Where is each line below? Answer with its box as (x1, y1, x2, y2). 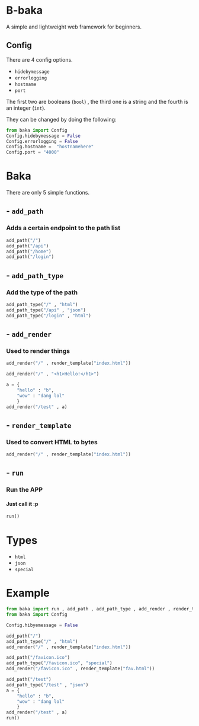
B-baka (6, 4, 43, 17)
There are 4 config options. (6, 56, 73, 63)
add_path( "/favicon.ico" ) (6, 655, 70, 661)
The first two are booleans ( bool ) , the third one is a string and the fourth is (6, 98, 188, 105)
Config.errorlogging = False (6, 138, 78, 144)
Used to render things (6, 346, 70, 355)
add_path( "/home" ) (6, 249, 52, 254)
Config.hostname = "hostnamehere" (6, 144, 94, 150)
